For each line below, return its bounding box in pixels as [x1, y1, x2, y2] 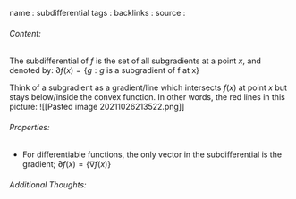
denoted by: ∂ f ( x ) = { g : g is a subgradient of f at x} [9, 65, 199, 76]
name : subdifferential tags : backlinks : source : [9, 8, 186, 18]
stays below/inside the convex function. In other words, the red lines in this [9, 92, 286, 103]
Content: [9, 28, 42, 38]
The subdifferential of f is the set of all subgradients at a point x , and [9, 55, 262, 66]
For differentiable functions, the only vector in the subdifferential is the [21, 149, 283, 160]
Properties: [9, 121, 50, 132]
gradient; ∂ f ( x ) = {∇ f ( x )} [21, 159, 112, 170]
